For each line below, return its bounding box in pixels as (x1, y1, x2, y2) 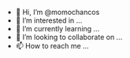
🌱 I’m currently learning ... (15, 24, 100, 33)
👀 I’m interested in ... (15, 16, 83, 25)
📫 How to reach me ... (15, 42, 89, 50)
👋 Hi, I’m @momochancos (15, 8, 100, 16)
